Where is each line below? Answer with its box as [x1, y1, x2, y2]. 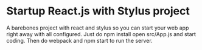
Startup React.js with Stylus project [6, 4, 190, 18]
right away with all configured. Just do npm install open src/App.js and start [6, 30, 197, 37]
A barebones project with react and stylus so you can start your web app [6, 24, 189, 31]
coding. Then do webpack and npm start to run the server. [6, 37, 153, 44]
